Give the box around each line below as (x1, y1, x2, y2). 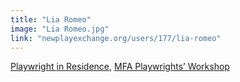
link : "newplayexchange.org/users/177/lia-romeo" (10, 33, 222, 43)
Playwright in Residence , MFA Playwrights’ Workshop (10, 61, 230, 73)
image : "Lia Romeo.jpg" (10, 24, 110, 34)
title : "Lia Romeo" (10, 14, 92, 25)
